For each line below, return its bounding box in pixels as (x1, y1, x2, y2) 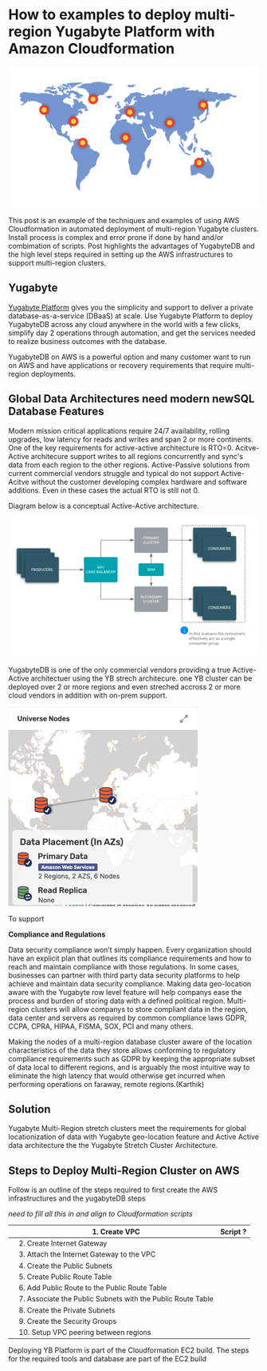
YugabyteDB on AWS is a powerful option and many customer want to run (8, 352, 251, 362)
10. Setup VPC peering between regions (18, 1328, 151, 1337)
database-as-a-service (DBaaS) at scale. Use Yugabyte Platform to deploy (8, 310, 253, 321)
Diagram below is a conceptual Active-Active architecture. (8, 501, 199, 510)
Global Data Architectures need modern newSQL (8, 392, 255, 406)
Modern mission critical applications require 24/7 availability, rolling (8, 426, 230, 435)
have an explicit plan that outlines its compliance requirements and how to (8, 953, 252, 963)
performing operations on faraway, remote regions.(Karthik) (8, 1079, 205, 1089)
